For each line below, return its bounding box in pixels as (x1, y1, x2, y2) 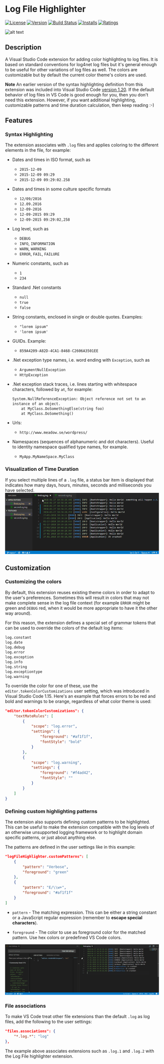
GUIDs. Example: (12, 338, 46, 344)
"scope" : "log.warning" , (31, 760, 82, 765)
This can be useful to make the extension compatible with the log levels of (5, 824, 155, 830)
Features (5, 116, 33, 125)
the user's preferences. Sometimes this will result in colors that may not (5, 595, 149, 601)
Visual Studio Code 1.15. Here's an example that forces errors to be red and (5, 693, 156, 699)
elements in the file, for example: (5, 147, 71, 153)
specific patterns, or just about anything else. (5, 834, 96, 840)
